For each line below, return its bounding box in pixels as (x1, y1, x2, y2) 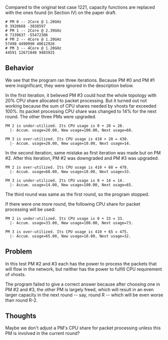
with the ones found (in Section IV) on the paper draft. (5, 10, 117, 16)
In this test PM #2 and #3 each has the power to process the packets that (5, 261, 157, 267)
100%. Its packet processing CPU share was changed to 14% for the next (5, 108, 157, 114)
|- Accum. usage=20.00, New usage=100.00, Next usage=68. (10, 128, 134, 133)
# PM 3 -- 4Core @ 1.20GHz (5, 46, 62, 51)
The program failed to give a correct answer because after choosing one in (5, 281, 160, 287)
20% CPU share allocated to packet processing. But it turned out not (5, 98, 147, 104)
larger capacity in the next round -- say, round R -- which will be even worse (5, 292, 163, 298)
